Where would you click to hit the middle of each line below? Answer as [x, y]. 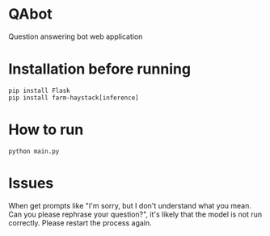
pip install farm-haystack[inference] [74, 98]
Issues [31, 183]
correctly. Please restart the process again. [80, 222]
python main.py [34, 151]
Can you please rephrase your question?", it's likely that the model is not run [135, 214]
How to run [46, 130]
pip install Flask [39, 91]
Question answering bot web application [76, 36]
